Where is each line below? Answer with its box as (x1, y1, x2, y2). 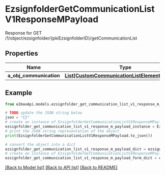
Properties (5, 49, 38, 58)
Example (5, 89, 32, 97)
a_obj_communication (7, 72, 60, 79)
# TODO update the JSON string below (5, 110, 82, 115)
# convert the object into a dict (5, 142, 76, 147)
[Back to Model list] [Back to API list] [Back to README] (5, 165, 118, 171)
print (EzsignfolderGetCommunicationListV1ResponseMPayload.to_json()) (5, 133, 153, 138)
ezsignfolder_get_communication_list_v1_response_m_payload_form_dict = (5, 155, 157, 161)
